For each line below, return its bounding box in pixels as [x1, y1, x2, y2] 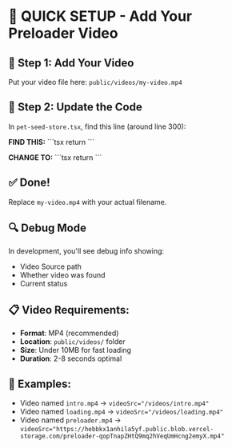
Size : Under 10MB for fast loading [19, 346, 132, 355]
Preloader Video [8, 24, 118, 42]
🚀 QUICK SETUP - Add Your [8, 7, 193, 26]
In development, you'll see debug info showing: [8, 246, 165, 256]
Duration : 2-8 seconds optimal [19, 354, 122, 363]
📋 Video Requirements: [8, 303, 130, 317]
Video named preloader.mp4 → [19, 415, 122, 425]
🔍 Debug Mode [8, 222, 86, 235]
